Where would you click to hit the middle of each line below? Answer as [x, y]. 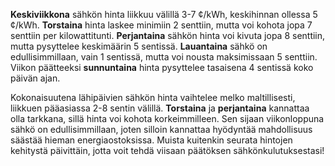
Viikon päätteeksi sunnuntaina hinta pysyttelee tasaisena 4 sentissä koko [162, 67]
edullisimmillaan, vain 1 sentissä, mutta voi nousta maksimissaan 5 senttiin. [164, 57]
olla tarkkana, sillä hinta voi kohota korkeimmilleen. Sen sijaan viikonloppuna [167, 118]
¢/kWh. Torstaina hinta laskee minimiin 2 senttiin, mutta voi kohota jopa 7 [161, 25]
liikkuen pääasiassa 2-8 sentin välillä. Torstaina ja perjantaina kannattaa [160, 108]
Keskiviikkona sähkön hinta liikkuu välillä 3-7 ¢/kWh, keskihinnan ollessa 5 [164, 14]
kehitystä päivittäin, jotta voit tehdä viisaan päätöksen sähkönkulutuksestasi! [167, 150]
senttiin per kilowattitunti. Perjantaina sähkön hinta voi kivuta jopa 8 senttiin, [168, 35]
